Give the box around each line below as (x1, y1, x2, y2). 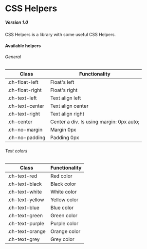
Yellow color (50, 196, 79, 203)
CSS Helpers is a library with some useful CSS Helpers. (5, 32, 116, 38)
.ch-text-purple (7, 220, 45, 227)
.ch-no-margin (7, 126, 43, 133)
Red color (50, 172, 73, 179)
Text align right (50, 110, 84, 117)
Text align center (50, 102, 89, 109)
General (5, 54, 21, 60)
